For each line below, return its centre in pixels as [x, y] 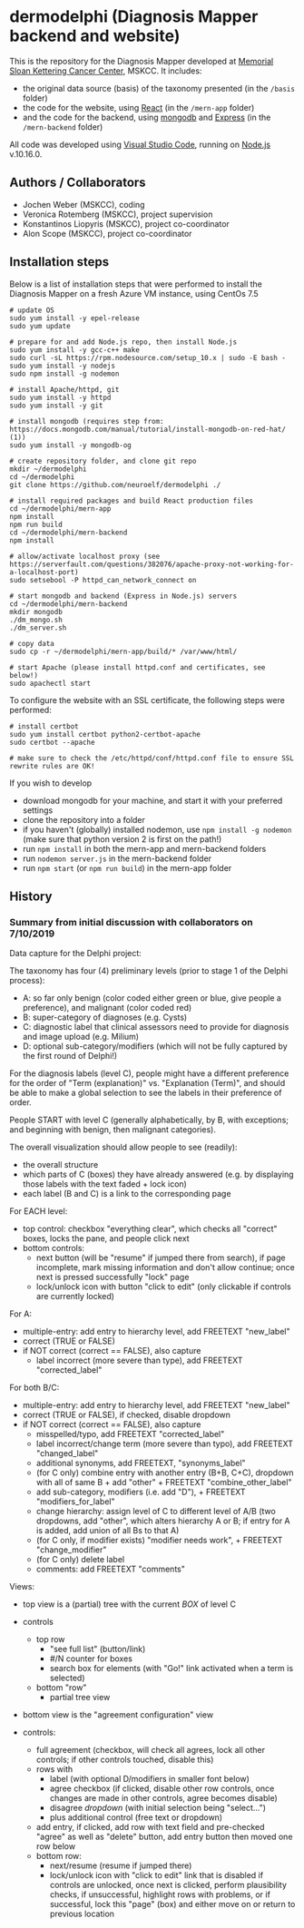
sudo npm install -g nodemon [64, 374]
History [31, 896]
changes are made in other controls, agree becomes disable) [164, 1798]
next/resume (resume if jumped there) [121, 1865]
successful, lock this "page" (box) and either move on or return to [172, 1904]
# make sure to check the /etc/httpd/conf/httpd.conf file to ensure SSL [152, 758]
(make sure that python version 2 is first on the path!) [122, 839]
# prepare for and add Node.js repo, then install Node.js [123, 342]
